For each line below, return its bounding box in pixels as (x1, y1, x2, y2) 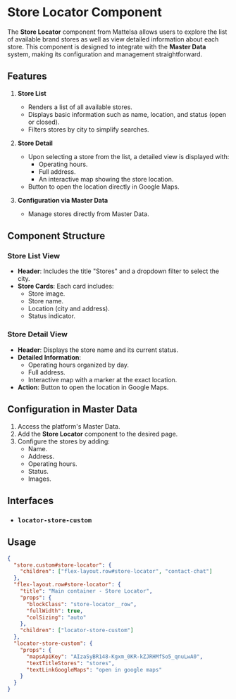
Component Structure (7, 230, 106, 242)
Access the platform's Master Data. (17, 422, 121, 430)
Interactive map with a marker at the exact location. (27, 375, 178, 384)
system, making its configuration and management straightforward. (7, 50, 203, 58)
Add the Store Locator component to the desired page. (17, 429, 178, 438)
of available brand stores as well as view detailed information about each (7, 34, 219, 43)
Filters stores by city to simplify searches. (27, 125, 149, 134)
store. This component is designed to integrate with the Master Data (7, 42, 206, 51)
